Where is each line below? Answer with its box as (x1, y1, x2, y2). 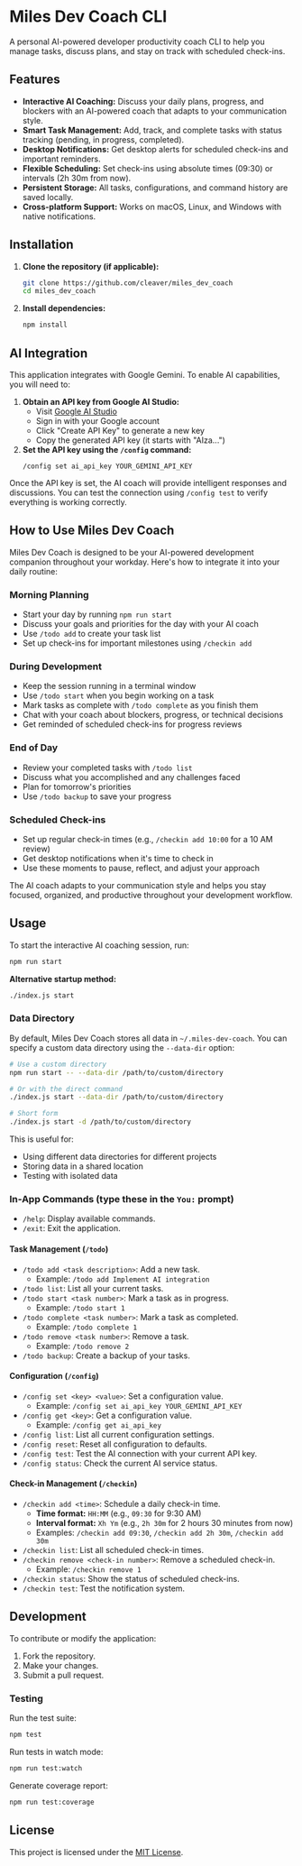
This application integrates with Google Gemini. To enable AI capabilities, (9, 370, 281, 380)
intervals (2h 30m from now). (22, 172, 132, 183)
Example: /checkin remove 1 (35, 1564, 142, 1575)
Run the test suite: (9, 1713, 77, 1724)
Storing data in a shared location (22, 1161, 144, 1172)
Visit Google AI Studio (35, 406, 117, 417)
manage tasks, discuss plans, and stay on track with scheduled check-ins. (9, 45, 286, 56)
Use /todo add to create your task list (22, 629, 161, 639)
